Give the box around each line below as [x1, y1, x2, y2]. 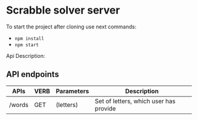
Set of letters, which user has [94, 97, 176, 105]
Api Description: [6, 52, 45, 59]
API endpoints [6, 69, 60, 80]
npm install [14, 35, 44, 41]
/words [9, 100, 29, 109]
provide [94, 104, 116, 112]
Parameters [55, 87, 90, 95]
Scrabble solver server [6, 4, 120, 17]
